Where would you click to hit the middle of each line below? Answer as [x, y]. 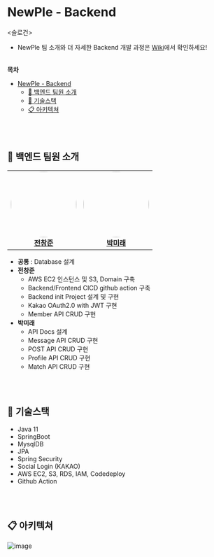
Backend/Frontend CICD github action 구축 [89, 288]
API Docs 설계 [48, 331]
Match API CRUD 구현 [59, 366]
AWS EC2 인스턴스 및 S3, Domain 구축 [81, 279]
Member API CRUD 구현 [62, 314]
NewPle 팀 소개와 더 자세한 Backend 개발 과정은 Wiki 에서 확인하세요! [112, 47]
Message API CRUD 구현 [63, 340]
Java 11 [28, 429]
